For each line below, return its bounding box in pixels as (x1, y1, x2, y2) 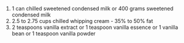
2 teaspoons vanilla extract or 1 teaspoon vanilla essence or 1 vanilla (11, 24, 179, 31)
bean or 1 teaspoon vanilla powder (11, 30, 96, 37)
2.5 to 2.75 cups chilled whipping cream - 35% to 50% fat (11, 18, 153, 24)
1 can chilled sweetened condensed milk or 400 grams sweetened (11, 5, 173, 12)
